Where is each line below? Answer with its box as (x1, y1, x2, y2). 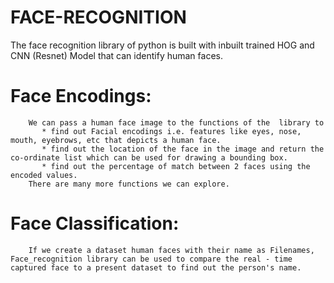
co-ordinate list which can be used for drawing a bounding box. (10, 152, 288, 163)
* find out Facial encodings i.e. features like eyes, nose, (41, 126, 302, 136)
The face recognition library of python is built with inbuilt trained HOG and (10, 39, 315, 51)
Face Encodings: (10, 85, 152, 108)
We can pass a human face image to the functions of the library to (28, 117, 325, 128)
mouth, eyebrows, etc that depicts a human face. (10, 135, 222, 145)
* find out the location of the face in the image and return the (41, 144, 325, 154)
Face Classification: (10, 212, 180, 235)
